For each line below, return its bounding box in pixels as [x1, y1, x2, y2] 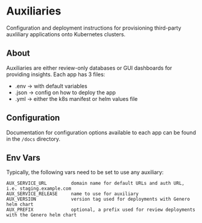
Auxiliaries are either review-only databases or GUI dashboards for [6, 64, 172, 71]
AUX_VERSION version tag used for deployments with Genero [6, 196, 190, 202]
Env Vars [6, 152, 40, 163]
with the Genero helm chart [6, 212, 77, 218]
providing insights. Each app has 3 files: [6, 71, 106, 78]
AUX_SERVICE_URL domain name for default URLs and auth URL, [6, 180, 185, 187]
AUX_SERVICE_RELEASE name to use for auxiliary [6, 191, 139, 197]
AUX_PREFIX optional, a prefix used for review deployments [6, 207, 196, 213]
